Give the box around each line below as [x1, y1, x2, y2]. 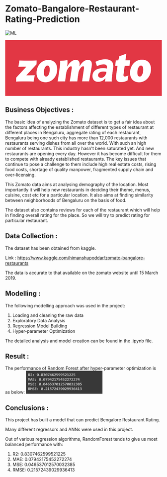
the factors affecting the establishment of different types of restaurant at [5, 124, 154, 130]
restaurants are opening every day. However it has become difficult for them [5, 150, 162, 157]
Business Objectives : [5, 105, 74, 114]
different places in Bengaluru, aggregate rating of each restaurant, [5, 129, 141, 135]
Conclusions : [5, 403, 49, 412]
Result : [5, 352, 29, 361]
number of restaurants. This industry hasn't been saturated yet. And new [5, 145, 155, 151]
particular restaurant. [5, 217, 49, 223]
